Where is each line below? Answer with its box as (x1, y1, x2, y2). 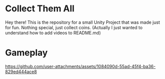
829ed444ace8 (5, 69, 37, 75)
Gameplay (5, 47, 48, 58)
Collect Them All (5, 3, 75, 14)
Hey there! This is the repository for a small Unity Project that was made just (5, 19, 160, 25)
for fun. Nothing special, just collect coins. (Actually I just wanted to (5, 24, 143, 30)
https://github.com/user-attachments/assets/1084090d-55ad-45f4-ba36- (5, 63, 156, 69)
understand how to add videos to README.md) (5, 30, 101, 36)
